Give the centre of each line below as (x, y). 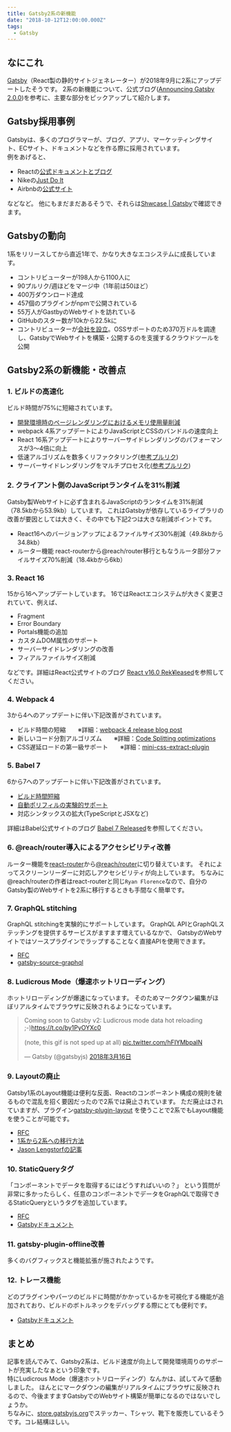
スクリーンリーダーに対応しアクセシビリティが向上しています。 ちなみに (122, 872)
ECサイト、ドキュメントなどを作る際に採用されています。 (101, 148)
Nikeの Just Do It (40, 180)
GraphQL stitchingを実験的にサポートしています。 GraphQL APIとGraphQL (113, 924)
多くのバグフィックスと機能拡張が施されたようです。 (82, 1261)
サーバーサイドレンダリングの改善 (66, 649)
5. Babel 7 (24, 765)
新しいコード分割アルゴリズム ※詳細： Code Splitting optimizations (116, 738)
